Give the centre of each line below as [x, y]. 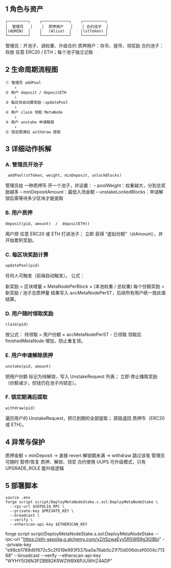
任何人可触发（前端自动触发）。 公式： [45, 275]
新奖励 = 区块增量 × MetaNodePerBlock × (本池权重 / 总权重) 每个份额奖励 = [85, 286]
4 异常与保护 [25, 442]
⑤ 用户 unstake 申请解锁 [30, 122]
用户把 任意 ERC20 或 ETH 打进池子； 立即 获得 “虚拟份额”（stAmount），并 [84, 234]
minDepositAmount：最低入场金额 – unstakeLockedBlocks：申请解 [93, 192]
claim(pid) [17, 324]
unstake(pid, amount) [28, 366]
